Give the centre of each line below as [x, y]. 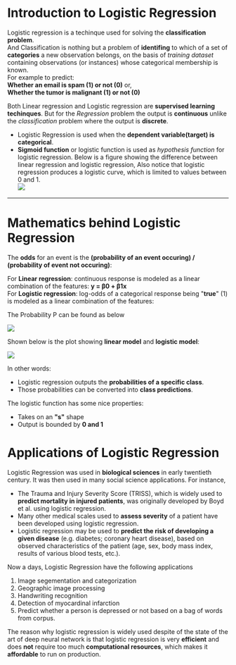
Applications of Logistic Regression [113, 453]
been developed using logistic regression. [78, 523]
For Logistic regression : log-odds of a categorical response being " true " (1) [118, 293]
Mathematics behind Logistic [94, 223]
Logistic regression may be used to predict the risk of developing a [116, 530]
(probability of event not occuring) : [60, 265]
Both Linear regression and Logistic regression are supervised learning [111, 106]
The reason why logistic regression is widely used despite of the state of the [118, 631]
